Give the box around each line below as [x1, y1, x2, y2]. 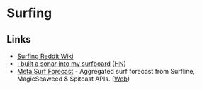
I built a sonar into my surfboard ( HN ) [16, 60, 127, 68]
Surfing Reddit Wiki [16, 52, 74, 60]
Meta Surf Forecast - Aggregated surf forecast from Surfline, [16, 67, 196, 75]
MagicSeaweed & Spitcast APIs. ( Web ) [16, 74, 130, 83]
